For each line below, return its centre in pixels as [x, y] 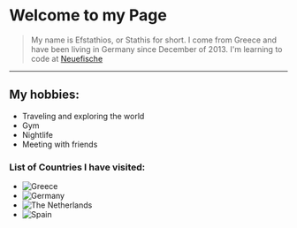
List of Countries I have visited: [77, 167]
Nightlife [37, 134]
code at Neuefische [67, 58]
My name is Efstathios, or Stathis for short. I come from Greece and [153, 40]
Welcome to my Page [88, 15]
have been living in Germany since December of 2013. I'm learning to [156, 49]
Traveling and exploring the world [83, 116]
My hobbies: [44, 95]
